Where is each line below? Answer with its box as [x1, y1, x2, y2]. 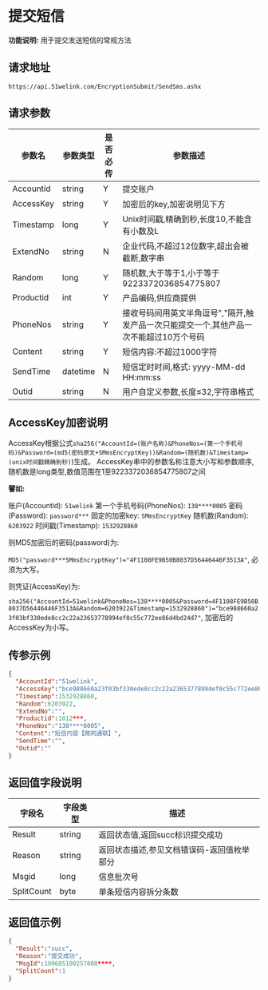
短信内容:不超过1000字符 [122, 346, 218, 357]
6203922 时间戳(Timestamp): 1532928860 [8, 521, 138, 531]
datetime [62, 365, 96, 376]
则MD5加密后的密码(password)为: [8, 538, 120, 547]
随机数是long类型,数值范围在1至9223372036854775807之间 [8, 467, 206, 476]
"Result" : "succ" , [15, 944, 73, 953]
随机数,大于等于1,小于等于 [122, 267, 220, 278]
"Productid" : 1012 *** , [15, 714, 88, 723]
